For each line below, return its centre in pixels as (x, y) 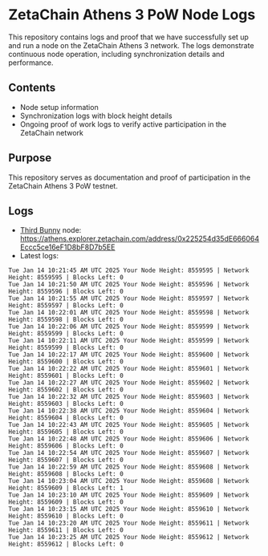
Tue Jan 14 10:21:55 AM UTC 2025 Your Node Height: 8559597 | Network (129, 298)
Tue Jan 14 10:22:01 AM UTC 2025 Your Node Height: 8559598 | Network (129, 313)
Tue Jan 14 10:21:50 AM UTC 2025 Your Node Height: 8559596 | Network (129, 285)
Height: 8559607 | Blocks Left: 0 (66, 460)
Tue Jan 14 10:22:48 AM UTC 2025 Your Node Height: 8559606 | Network (129, 439)
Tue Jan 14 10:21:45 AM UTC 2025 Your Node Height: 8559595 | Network (129, 270)
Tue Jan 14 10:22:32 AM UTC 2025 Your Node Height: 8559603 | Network (129, 397)
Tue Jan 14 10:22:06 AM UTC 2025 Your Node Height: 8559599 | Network (129, 327)
